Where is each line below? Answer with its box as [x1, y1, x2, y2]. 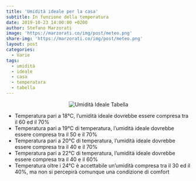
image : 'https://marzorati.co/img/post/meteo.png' [6, 30, 133, 36]
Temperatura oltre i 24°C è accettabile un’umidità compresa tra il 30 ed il [14, 162, 191, 169]
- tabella [11, 85, 35, 91]
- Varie [11, 52, 31, 58]
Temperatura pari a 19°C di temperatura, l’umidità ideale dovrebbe [14, 124, 174, 132]
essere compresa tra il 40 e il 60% [14, 156, 98, 163]
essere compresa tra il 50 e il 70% [14, 131, 98, 138]
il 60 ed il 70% [14, 118, 50, 125]
